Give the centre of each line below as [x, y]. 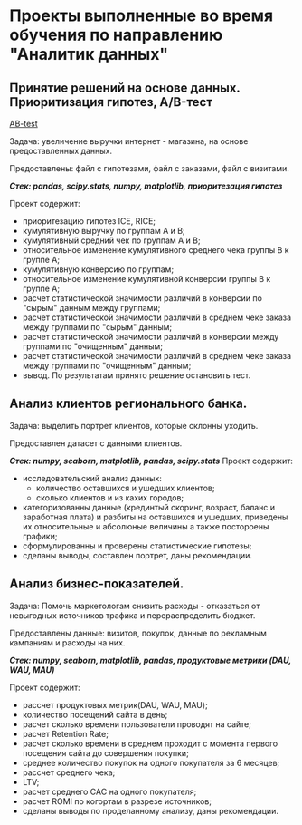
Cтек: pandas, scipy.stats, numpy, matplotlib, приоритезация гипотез [146, 186]
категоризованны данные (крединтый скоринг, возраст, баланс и [149, 507]
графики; [40, 536]
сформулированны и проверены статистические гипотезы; [137, 546]
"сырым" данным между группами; [91, 308]
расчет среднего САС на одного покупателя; [109, 791]
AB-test [24, 124]
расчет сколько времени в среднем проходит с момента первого [150, 743]
